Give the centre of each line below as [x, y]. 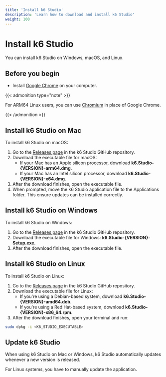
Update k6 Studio [33, 342]
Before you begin [32, 73]
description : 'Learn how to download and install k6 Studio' [70, 15]
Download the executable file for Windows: [57, 237]
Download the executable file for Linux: [53, 291]
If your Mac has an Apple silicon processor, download [75, 163]
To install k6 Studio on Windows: [39, 222]
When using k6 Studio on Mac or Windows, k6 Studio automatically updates [83, 354]
